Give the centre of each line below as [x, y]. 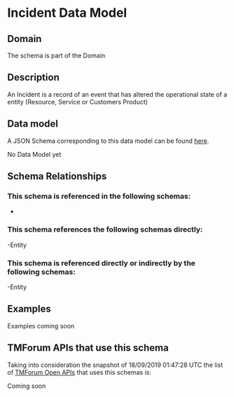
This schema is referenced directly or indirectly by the [102, 263]
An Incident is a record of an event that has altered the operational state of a [117, 94]
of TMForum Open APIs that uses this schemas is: [80, 372]
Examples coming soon [41, 326]
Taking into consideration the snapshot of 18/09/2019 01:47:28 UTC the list [115, 365]
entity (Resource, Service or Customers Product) [78, 102]
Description [33, 77]
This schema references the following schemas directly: [105, 230]
